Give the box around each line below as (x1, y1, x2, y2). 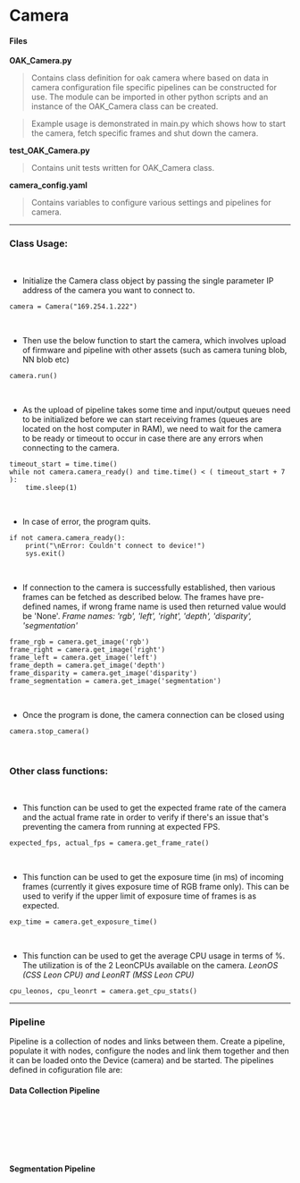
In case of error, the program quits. (21, 516, 152, 527)
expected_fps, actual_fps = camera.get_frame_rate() (9, 838, 210, 848)
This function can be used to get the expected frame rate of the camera (21, 802, 287, 813)
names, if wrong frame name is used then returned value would (53, 601, 287, 612)
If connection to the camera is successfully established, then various (21, 582, 276, 593)
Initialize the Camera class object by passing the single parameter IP (21, 275, 274, 286)
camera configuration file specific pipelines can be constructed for (30, 82, 278, 93)
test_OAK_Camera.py (9, 145, 91, 156)
